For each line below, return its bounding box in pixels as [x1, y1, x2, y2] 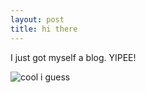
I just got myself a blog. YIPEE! [10, 51, 137, 63]
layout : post [10, 14, 65, 25]
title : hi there [10, 24, 78, 34]
